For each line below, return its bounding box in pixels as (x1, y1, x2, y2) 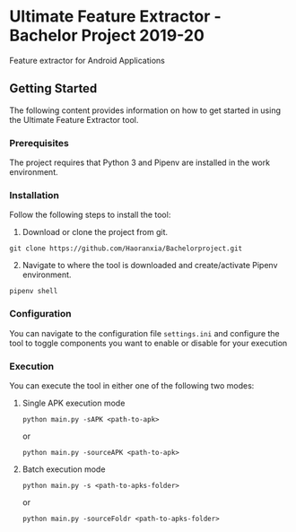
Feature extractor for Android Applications (9, 55, 166, 65)
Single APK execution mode (22, 397, 126, 408)
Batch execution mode (22, 464, 106, 475)
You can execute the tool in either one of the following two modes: (9, 379, 255, 391)
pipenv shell (9, 287, 58, 296)
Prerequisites (9, 136, 69, 149)
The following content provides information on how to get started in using (9, 105, 281, 116)
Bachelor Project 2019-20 (9, 25, 205, 46)
